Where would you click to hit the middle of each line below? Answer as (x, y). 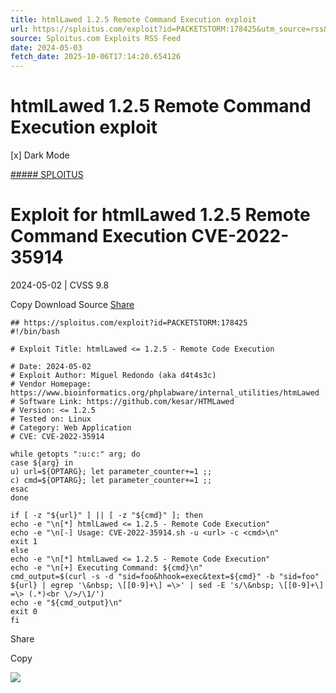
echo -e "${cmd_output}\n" (66, 603)
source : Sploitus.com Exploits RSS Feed (96, 38)
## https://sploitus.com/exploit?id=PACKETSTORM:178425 (129, 323)
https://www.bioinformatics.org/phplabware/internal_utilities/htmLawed (165, 393)
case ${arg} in (42, 463)
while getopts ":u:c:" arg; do (75, 454)
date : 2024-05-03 (46, 47)
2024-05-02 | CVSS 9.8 (60, 285)
